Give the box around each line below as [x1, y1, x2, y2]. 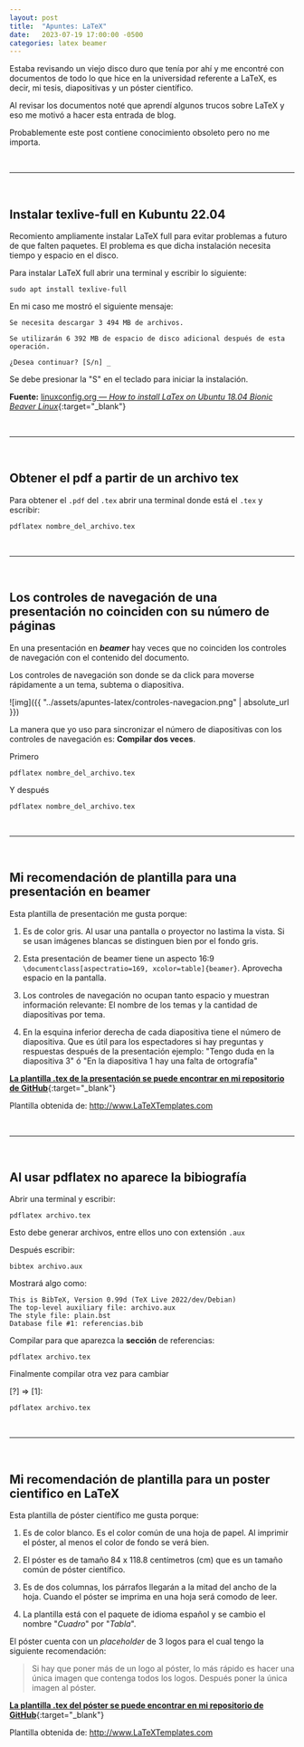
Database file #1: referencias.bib [9, 1319, 144, 1329]
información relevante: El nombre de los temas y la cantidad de [22, 999, 258, 1010]
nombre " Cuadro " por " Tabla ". [22, 1618, 137, 1629]
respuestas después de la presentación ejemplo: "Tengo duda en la [22, 1045, 275, 1056]
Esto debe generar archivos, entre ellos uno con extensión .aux [9, 1227, 246, 1238]
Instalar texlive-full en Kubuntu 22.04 [9, 206, 226, 222]
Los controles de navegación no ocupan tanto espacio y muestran [22, 989, 270, 1000]
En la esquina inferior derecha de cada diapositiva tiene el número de [22, 1026, 281, 1037]
